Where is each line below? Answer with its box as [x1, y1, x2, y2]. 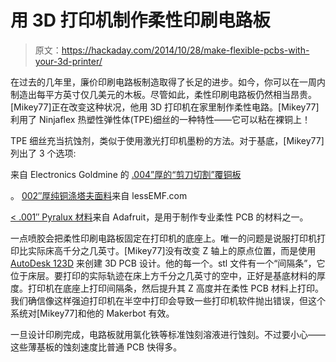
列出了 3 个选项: [10, 147, 77, 159]
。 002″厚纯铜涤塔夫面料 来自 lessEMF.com [10, 189, 188, 201]
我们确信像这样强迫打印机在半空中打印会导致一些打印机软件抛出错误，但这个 [10, 294, 326, 306]
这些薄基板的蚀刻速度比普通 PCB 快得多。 [10, 341, 183, 353]
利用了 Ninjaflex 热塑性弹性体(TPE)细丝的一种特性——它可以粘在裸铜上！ [10, 113, 312, 125]
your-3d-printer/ [34, 55, 103, 67]
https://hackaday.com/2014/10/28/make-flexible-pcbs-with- [61, 44, 310, 56]
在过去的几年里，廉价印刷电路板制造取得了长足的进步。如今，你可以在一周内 [10, 76, 326, 88]
